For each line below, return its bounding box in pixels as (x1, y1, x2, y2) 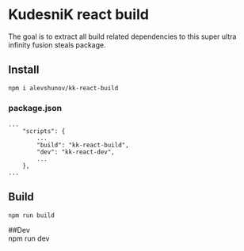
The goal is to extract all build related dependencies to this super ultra (8, 32, 237, 41)
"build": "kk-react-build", (36, 141, 129, 150)
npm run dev (8, 234, 50, 243)
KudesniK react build (8, 6, 149, 24)
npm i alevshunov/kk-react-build (8, 84, 119, 92)
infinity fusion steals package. (8, 40, 107, 49)
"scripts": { (22, 127, 66, 135)
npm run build (8, 211, 55, 219)
